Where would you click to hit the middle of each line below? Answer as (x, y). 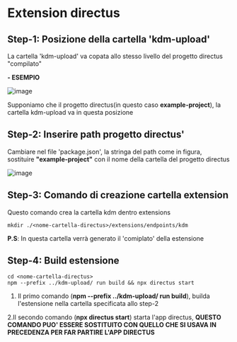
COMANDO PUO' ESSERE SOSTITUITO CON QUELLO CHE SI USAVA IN (112, 325)
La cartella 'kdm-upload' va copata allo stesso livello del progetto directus (115, 56)
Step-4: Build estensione (63, 261)
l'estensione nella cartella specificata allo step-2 (88, 304)
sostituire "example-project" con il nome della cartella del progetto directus (118, 159)
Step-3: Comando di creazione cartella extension (118, 195)
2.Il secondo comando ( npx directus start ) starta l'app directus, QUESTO (114, 317)
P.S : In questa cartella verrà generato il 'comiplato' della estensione (106, 238)
